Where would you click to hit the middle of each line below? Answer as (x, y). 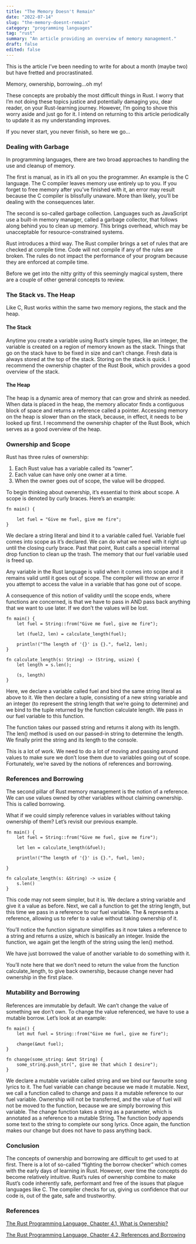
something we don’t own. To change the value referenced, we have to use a (97, 1011)
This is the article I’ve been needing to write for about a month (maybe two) (97, 66)
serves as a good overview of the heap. (54, 429)
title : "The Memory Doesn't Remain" (51, 11)
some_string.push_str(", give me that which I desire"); (87, 1065)
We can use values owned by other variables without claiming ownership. (94, 798)
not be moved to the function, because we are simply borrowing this (88, 1105)
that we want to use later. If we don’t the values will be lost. (77, 608)
